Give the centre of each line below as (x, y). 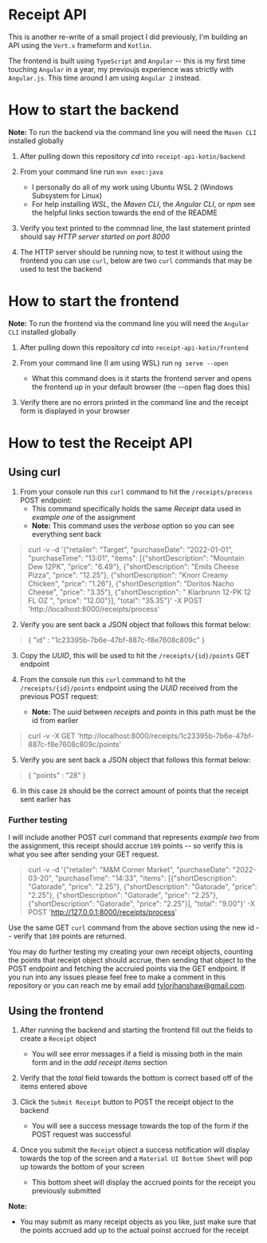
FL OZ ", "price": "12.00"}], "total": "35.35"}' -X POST (115, 600)
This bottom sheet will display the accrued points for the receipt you (143, 1182)
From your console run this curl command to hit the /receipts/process (136, 491)
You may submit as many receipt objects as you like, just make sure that (138, 1221)
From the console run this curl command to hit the (102, 679)
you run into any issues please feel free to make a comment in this (117, 977)
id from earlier (55, 720)
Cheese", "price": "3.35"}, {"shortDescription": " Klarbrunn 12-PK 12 (139, 592)
